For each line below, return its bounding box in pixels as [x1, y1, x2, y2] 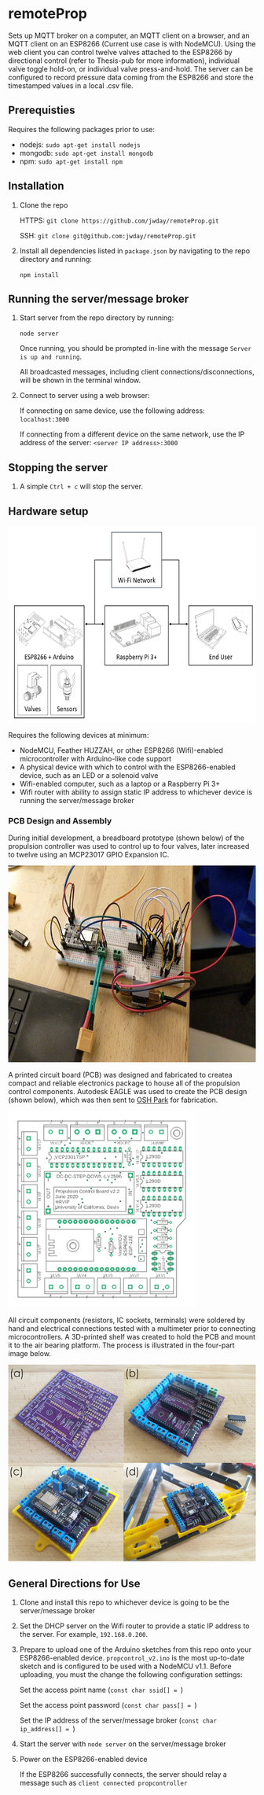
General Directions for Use [8, 1576, 141, 1590]
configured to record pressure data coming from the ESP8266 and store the [8, 72, 254, 82]
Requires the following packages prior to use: [8, 124, 156, 134]
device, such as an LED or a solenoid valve [19, 771, 159, 780]
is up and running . [19, 352, 82, 362]
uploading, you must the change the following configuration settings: [19, 1670, 243, 1679]
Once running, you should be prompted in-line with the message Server [19, 344, 251, 353]
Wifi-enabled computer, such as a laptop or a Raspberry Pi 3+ [19, 780, 221, 788]
